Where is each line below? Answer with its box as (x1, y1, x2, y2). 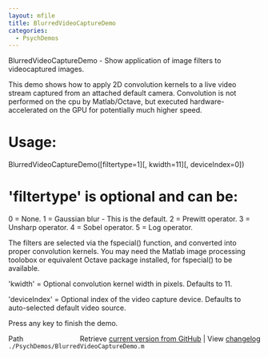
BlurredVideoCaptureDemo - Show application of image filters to (8, 56, 222, 66)
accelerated (8, 105, 48, 115)
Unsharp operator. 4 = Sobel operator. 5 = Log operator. (8, 223, 194, 233)
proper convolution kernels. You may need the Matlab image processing (8, 247, 246, 257)
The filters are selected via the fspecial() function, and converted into (8, 238, 238, 248)
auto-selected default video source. (8, 303, 126, 312)
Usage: (8, 133, 58, 152)
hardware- (190, 97, 225, 106)
